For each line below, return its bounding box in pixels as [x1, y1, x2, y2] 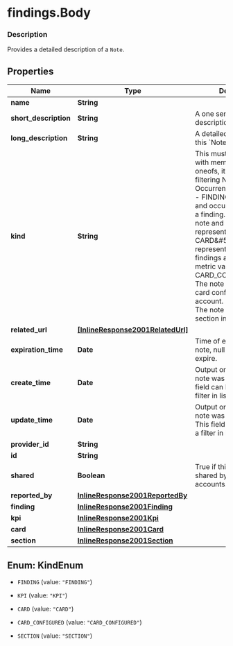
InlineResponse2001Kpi [77, 513, 159, 523]
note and [195, 219, 224, 228]
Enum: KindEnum [7, 559, 84, 571]
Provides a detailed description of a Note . [7, 45, 125, 53]
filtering [195, 175, 221, 185]
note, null [195, 345, 225, 355]
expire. [195, 354, 218, 364]
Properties [7, 65, 54, 77]
